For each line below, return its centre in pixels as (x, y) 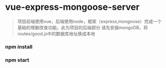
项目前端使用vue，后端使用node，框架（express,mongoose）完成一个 (89, 21)
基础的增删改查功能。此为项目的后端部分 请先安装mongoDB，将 (83, 27)
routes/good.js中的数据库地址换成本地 (56, 34)
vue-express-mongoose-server (73, 7)
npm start (17, 60)
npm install (19, 47)
